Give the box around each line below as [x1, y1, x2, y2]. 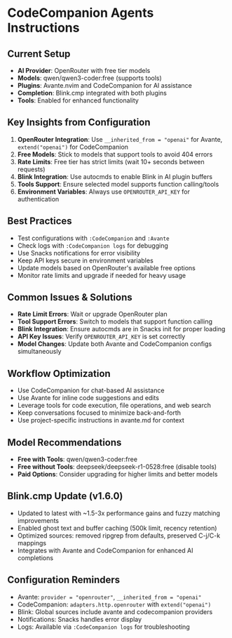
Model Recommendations [7, 437, 122, 448]
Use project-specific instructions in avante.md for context [17, 416, 184, 425]
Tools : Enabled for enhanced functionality [17, 96, 139, 105]
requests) [17, 165, 46, 173]
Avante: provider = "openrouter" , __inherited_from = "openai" [17, 592, 202, 601]
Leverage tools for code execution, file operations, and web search [17, 401, 212, 410]
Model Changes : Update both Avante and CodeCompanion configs [17, 340, 212, 348]
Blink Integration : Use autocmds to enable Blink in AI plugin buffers [17, 172, 212, 180]
